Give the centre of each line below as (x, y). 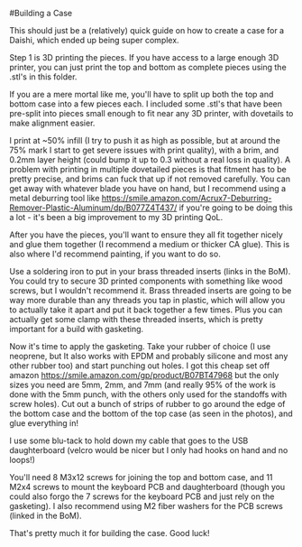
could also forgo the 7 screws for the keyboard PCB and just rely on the (142, 496)
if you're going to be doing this (236, 208)
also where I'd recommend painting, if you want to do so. (115, 254)
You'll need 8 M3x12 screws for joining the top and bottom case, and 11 (141, 477)
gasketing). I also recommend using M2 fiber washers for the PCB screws (146, 506)
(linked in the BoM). (46, 515)
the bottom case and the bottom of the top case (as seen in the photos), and (151, 413)
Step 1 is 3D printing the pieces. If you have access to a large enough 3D (144, 57)
